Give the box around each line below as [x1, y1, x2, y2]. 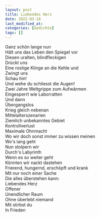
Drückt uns [5, 60, 28, 65]
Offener [5, 186, 21, 192]
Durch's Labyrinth [5, 149, 42, 155]
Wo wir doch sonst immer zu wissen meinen [5, 133, 96, 139]
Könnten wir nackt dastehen [5, 160, 63, 165]
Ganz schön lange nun [5, 44, 51, 50]
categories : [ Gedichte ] [5, 26, 54, 31]
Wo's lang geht [5, 139, 36, 144]
